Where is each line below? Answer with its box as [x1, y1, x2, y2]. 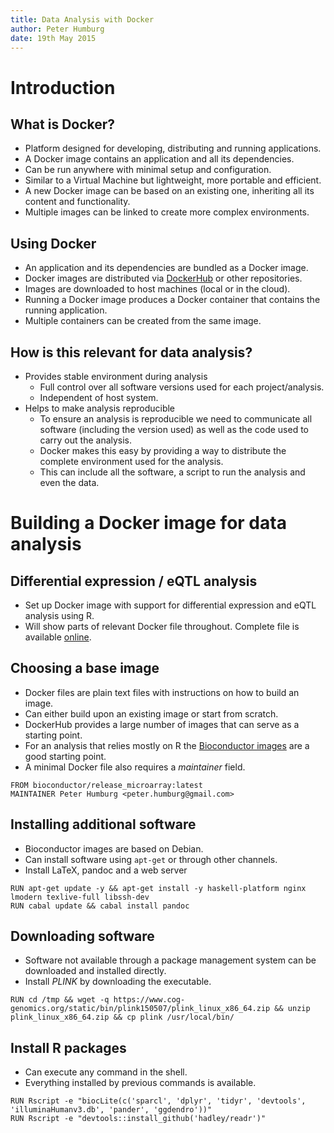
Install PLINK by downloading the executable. [24, 976, 212, 988]
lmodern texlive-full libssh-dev [10, 892, 150, 902]
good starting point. [24, 750, 107, 762]
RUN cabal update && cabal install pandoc [10, 901, 190, 911]
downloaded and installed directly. [24, 965, 167, 977]
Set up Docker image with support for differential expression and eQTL [24, 599, 317, 611]
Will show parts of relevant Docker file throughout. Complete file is [24, 621, 300, 632]
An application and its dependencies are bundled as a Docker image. [24, 262, 309, 274]
